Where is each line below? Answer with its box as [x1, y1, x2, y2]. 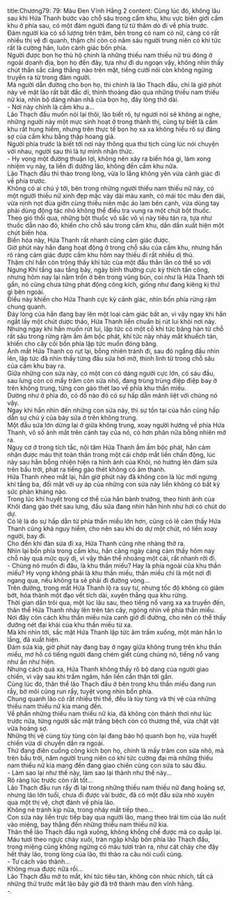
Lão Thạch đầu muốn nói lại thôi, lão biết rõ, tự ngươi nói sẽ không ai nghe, [7, 110, 221, 118]
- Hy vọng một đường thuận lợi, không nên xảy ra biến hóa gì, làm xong [7, 155, 211, 163]
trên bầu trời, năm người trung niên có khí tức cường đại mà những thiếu [7, 754, 214, 762]
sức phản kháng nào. [7, 487, 68, 496]
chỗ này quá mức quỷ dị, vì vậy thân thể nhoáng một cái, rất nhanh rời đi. [7, 554, 217, 562]
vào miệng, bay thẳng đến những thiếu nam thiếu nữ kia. [7, 820, 169, 829]
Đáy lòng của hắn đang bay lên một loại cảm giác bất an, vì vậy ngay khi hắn [7, 310, 227, 318]
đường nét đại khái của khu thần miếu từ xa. [7, 620, 133, 629]
